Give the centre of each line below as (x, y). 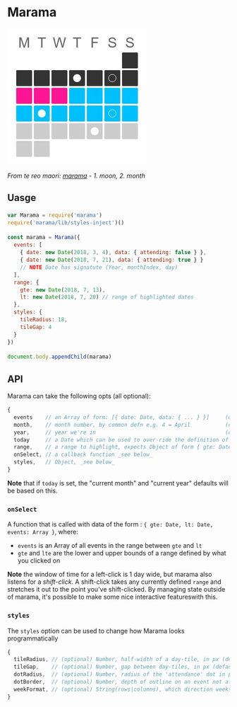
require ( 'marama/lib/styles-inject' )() (66, 223)
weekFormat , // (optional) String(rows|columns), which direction (113, 689)
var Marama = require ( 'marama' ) (55, 215)
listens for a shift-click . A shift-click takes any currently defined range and (115, 582)
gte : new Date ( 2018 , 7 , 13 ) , (63, 290)
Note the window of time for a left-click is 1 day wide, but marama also (110, 575)
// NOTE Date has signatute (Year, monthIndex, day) (99, 267)
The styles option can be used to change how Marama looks (96, 631)
